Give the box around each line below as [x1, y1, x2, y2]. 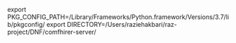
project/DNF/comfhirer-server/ [7, 27, 97, 36]
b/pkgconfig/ [7, 20, 46, 28]
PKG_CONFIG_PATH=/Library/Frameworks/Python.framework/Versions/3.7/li [7, 13, 230, 21]
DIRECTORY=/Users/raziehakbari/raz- [66, 20, 178, 28]
